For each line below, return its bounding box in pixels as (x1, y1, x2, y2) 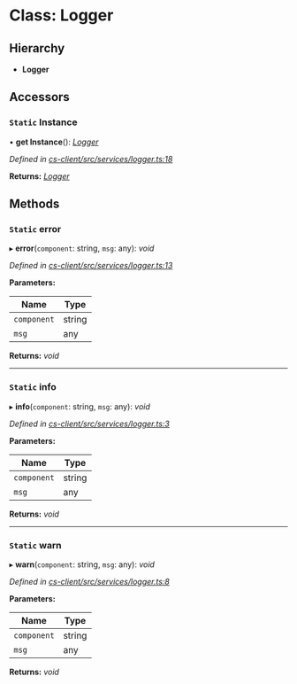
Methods (9, 197, 60, 212)
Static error (9, 223, 62, 235)
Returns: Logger (9, 170, 71, 182)
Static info (9, 381, 57, 393)
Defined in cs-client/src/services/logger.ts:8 (9, 576, 170, 587)
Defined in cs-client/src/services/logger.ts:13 (9, 260, 173, 271)
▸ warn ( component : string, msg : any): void (9, 559, 155, 570)
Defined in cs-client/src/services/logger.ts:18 (9, 153, 173, 164)
